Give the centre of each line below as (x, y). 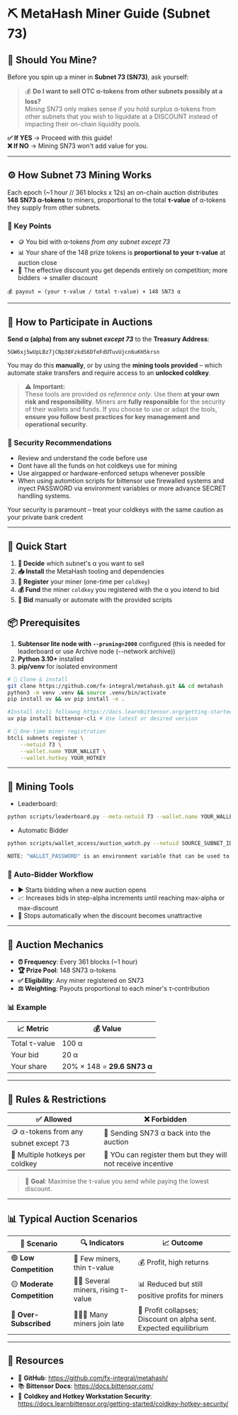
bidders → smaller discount (57, 278)
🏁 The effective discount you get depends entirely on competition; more (123, 270)
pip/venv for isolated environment (68, 666)
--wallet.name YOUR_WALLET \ (63, 751)
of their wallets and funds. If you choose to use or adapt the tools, (121, 409)
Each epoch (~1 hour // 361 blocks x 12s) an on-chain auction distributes (113, 192)
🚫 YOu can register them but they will (165, 1155)
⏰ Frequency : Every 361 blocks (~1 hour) (78, 962)
